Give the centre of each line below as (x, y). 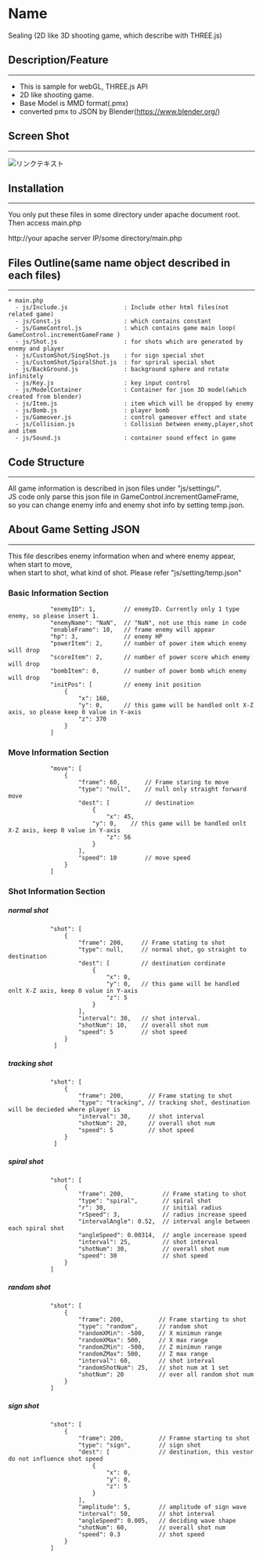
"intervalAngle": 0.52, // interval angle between (164, 1221)
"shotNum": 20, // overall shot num (146, 1123)
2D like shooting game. (56, 94)
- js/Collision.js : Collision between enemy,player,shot (135, 425)
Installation (36, 188)
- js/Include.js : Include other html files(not (122, 308)
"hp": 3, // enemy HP (106, 637)
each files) (34, 275)
